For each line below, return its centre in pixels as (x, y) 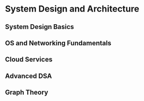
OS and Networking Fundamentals (58, 43)
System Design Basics (40, 27)
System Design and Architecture (72, 9)
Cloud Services (29, 60)
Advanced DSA (28, 76)
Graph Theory (27, 93)
